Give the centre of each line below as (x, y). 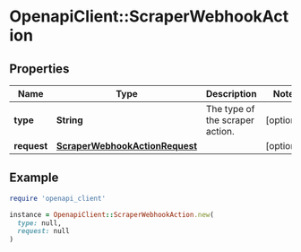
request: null (43, 231)
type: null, (40, 223)
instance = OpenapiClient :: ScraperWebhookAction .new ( (112, 214)
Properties (39, 69)
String (70, 120)
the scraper (230, 120)
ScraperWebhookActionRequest (127, 146)
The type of (230, 109)
